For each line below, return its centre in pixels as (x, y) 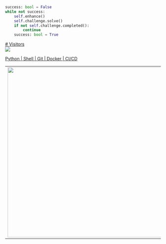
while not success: (25, 12)
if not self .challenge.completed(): (52, 25)
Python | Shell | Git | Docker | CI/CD (41, 59)
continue (32, 30)
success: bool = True (36, 35)
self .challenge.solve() (39, 21)
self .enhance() (30, 16)
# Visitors (15, 44)
